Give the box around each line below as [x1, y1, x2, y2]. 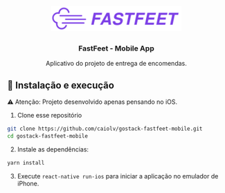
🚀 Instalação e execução [7, 79, 114, 91]
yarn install [7, 159, 45, 166]
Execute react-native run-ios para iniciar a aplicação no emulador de [17, 172, 219, 180]
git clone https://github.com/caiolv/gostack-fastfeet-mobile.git [7, 125, 203, 133]
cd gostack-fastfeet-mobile [7, 132, 89, 140]
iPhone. [17, 179, 39, 187]
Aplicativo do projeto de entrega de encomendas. [46, 59, 187, 68]
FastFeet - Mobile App [78, 44, 154, 53]
